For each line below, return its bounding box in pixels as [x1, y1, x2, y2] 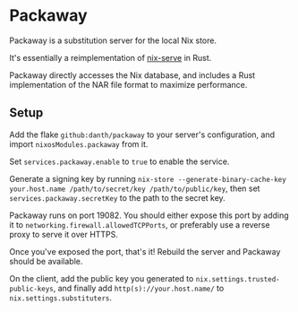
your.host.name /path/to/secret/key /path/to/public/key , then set [9, 183, 260, 194]
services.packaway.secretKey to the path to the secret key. [9, 192, 226, 203]
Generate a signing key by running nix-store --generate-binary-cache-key [9, 173, 286, 184]
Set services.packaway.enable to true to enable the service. [9, 156, 230, 167]
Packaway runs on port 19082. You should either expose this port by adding [9, 210, 289, 221]
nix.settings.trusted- [195, 274, 280, 283]
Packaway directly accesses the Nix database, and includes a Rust [9, 69, 256, 81]
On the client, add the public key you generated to [9, 273, 194, 283]
